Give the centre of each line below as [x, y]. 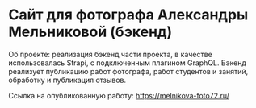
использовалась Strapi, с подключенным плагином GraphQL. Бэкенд [127, 63]
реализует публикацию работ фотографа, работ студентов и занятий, [128, 71]
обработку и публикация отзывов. [67, 80]
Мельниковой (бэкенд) [90, 32]
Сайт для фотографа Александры [128, 15]
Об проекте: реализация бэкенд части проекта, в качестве [110, 54]
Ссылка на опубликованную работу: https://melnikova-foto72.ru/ [119, 95]
